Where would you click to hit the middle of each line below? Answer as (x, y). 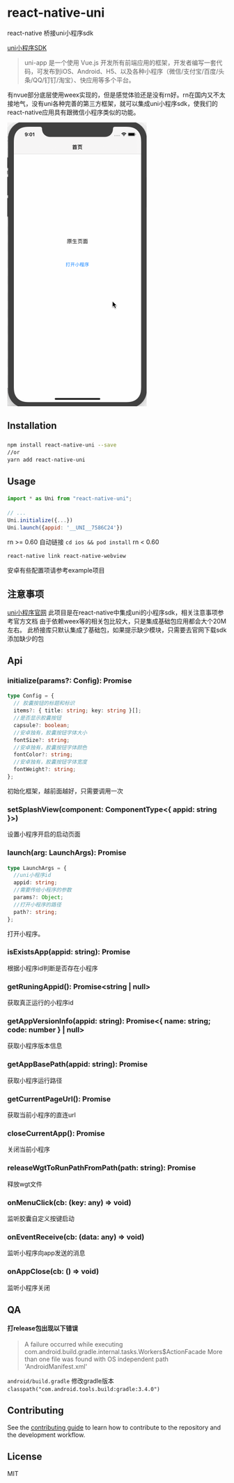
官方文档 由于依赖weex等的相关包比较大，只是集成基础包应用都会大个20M (119, 621)
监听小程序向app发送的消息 (46, 1253)
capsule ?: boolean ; (42, 725)
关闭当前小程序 (29, 1149)
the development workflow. (46, 1435)
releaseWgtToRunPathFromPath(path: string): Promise (102, 1168)
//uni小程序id (32, 876)
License (25, 1457)
